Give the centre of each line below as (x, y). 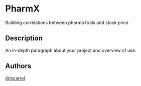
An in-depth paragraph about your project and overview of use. (71, 50)
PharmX (23, 9)
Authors (18, 66)
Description (24, 38)
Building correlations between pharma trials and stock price (67, 22)
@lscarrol (15, 78)
